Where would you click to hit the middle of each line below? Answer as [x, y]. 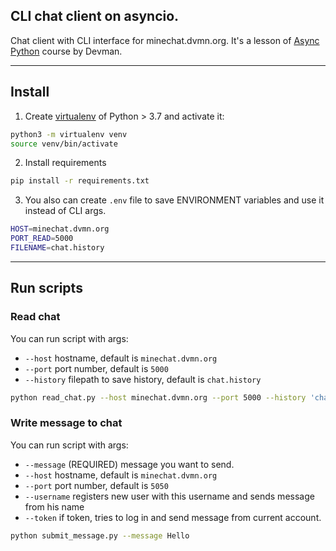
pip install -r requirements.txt [80, 181]
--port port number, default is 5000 [96, 368]
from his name [54, 506]
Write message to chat [66, 423]
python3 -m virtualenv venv [69, 134]
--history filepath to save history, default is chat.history [143, 379]
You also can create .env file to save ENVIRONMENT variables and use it [174, 200]
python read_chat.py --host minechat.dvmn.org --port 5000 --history [158, 397]
